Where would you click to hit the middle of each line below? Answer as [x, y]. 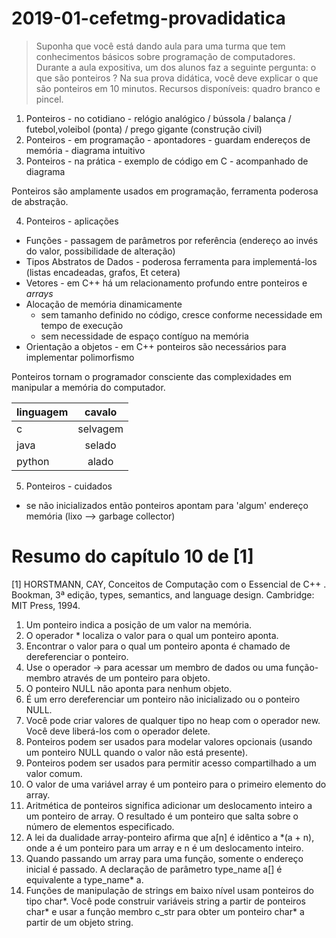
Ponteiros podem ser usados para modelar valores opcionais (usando [169, 741]
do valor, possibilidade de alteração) [100, 251]
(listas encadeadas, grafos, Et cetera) [103, 272]
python [33, 461]
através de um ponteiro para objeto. [136, 678]
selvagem [100, 429]
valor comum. [54, 773]
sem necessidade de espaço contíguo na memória [144, 336]
